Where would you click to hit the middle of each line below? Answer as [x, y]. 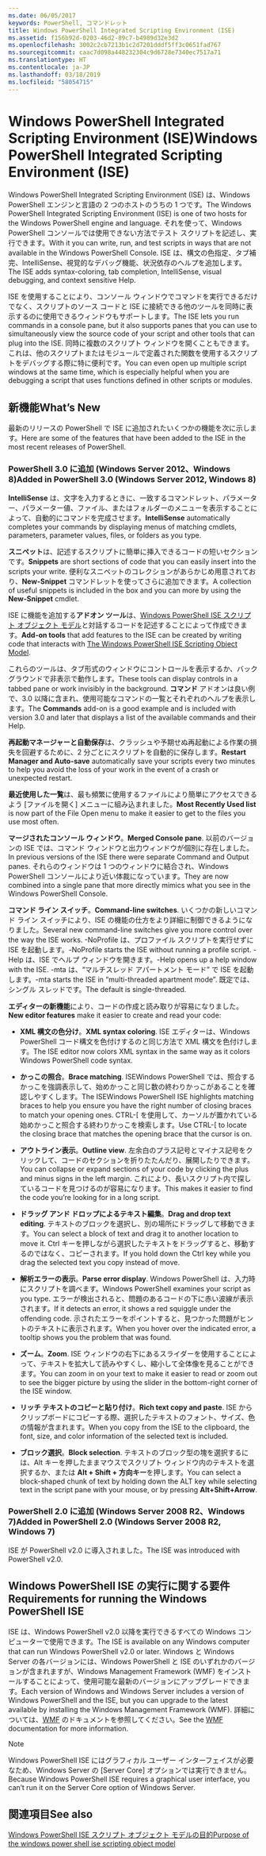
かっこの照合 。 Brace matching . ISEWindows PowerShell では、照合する [137, 1076]
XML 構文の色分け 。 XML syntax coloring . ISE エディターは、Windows [135, 1031]
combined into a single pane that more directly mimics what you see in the [129, 885]
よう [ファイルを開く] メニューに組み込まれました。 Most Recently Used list [132, 804]
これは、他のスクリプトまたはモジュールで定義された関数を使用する [119, 353]
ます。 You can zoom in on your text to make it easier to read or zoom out [139, 1373]
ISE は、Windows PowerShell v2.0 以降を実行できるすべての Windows [122, 1631]
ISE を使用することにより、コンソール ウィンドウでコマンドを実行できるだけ [133, 297]
